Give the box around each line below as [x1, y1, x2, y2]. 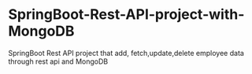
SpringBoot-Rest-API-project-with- [8, 6, 245, 24]
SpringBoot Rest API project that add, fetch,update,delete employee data [8, 48, 244, 57]
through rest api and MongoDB [8, 57, 109, 66]
